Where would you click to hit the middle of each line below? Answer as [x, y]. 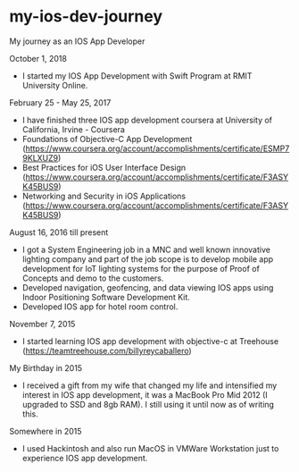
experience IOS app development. [85, 458]
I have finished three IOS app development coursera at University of [147, 120]
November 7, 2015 [42, 324]
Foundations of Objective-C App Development [107, 139]
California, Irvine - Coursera [73, 129]
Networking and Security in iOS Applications [104, 196]
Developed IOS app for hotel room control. [100, 307]
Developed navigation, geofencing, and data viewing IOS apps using [148, 287]
